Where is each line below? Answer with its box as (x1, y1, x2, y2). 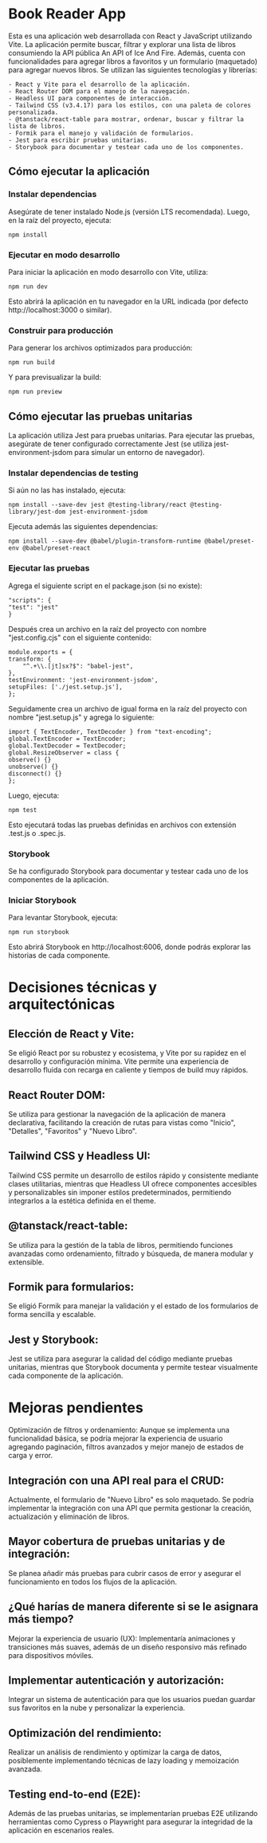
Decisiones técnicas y (8, 978, 158, 997)
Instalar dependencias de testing (8, 467, 139, 478)
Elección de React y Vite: (8, 1027, 135, 1041)
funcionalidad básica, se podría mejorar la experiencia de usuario (8, 1433, 223, 1443)
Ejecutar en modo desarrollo (8, 249, 120, 260)
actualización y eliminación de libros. (8, 1512, 130, 1522)
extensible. (8, 1257, 45, 1267)
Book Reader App (8, 5, 126, 23)
